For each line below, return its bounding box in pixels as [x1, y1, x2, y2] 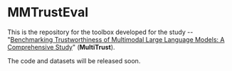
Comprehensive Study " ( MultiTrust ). [7, 43, 115, 51]
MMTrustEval [7, 4, 89, 21]
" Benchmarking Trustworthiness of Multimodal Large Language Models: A [7, 35, 225, 43]
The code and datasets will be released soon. [7, 56, 141, 65]
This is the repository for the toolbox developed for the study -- [7, 28, 194, 36]
